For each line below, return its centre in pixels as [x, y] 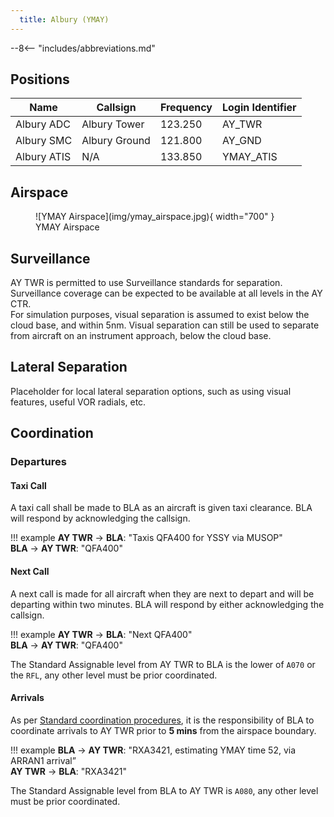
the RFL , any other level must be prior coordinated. [114, 675]
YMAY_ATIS [249, 157]
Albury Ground [116, 141]
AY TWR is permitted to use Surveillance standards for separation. [146, 283]
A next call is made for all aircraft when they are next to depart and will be [162, 593]
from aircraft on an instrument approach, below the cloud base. [141, 336]
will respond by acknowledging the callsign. [100, 518]
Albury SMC [44, 141]
